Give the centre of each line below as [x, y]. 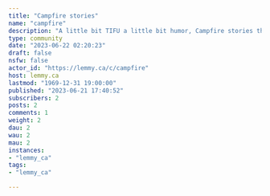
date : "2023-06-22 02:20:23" [57, 46]
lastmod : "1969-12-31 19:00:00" [62, 83]
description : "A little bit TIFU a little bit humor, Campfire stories [131, 31]
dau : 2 [19, 128]
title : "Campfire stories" [53, 16]
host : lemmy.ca [34, 76]
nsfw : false [28, 61]
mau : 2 [19, 143]
